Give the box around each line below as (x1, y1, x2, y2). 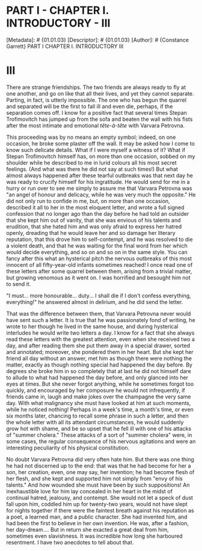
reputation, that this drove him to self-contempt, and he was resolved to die (6, 236, 194, 243)
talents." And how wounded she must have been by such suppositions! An (6, 481, 191, 489)
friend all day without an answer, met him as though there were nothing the (6, 355, 192, 362)
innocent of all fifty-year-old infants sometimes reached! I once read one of (6, 261, 193, 268)
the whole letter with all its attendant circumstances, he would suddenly (6, 418, 184, 425)
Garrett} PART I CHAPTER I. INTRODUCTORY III (6, 43, 124, 50)
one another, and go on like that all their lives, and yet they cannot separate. (6, 90, 194, 97)
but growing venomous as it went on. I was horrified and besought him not (6, 274, 191, 281)
